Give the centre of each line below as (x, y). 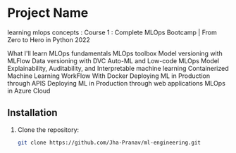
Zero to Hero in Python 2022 (49, 39)
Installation (32, 113)
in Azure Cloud (29, 91)
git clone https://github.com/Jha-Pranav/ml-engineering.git (109, 142)
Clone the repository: (48, 129)
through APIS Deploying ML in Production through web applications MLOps (116, 83)
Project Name (48, 13)
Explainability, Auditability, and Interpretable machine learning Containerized (118, 68)
